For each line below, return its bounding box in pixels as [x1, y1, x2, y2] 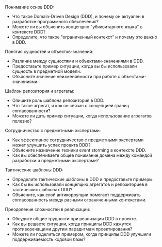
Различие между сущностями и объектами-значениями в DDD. [12, 58, 144, 64]
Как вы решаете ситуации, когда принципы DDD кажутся [12, 221, 131, 227]
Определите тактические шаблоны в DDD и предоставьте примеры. [12, 177, 154, 182]
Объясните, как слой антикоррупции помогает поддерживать [12, 192, 141, 198]
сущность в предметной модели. [12, 68, 81, 74]
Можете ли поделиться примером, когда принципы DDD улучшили [12, 231, 151, 237]
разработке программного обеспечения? [12, 19, 98, 24]
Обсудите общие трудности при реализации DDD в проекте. [12, 216, 137, 221]
